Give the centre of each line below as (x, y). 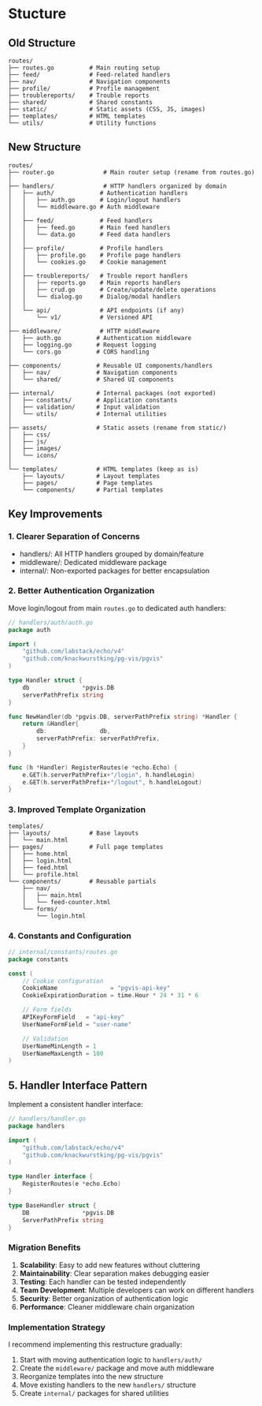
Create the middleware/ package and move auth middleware (117, 1368)
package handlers (37, 1126)
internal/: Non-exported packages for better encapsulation (114, 570)
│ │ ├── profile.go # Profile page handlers (94, 255)
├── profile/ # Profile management (84, 88)
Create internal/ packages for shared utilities (94, 1393)
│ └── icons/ (33, 455)
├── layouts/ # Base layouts (74, 833)
